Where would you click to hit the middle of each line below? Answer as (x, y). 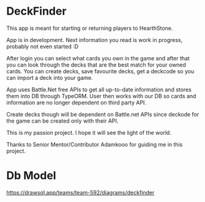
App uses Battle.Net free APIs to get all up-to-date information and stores (99, 89)
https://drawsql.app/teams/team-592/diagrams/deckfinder (80, 192)
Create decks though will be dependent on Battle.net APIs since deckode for (103, 114)
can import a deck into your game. (50, 78)
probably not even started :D (43, 46)
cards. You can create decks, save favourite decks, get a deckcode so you (100, 71)
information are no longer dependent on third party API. (76, 103)
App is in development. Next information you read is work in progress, (95, 40)
